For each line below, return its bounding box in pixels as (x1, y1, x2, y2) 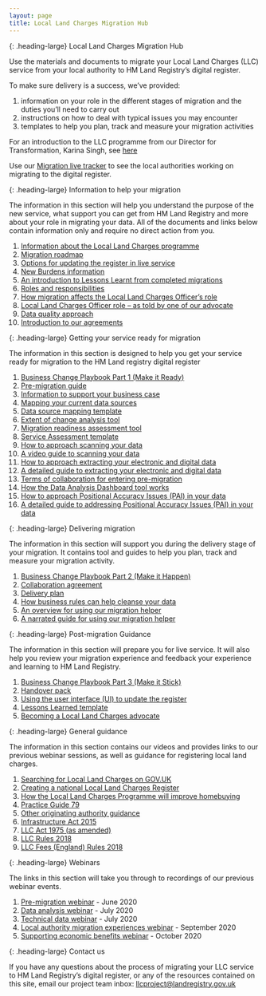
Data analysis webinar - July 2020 (20, 905, 134, 915)
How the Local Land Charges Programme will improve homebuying (20, 791, 241, 800)
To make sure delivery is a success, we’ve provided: (9, 81, 181, 90)
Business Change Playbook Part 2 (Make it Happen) (20, 571, 191, 581)
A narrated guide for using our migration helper (20, 614, 176, 623)
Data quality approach (20, 309, 94, 318)
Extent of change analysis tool (20, 414, 120, 424)
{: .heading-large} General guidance (9, 726, 128, 736)
